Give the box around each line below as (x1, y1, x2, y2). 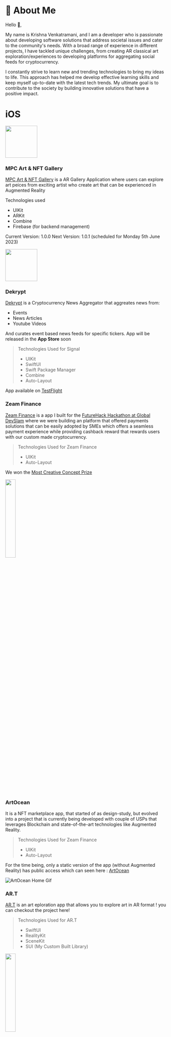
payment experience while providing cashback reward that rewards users (5, 428, 160, 435)
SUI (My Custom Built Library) (25, 943, 88, 950)
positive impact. (5, 90, 39, 96)
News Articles (12, 315, 42, 321)
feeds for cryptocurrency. (5, 58, 60, 65)
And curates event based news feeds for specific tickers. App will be (5, 331, 150, 337)
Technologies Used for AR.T (17, 917, 78, 923)
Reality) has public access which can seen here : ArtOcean (5, 867, 129, 873)
